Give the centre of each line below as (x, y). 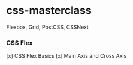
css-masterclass (49, 11)
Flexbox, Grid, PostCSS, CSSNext (47, 27)
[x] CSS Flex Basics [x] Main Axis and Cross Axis (66, 56)
